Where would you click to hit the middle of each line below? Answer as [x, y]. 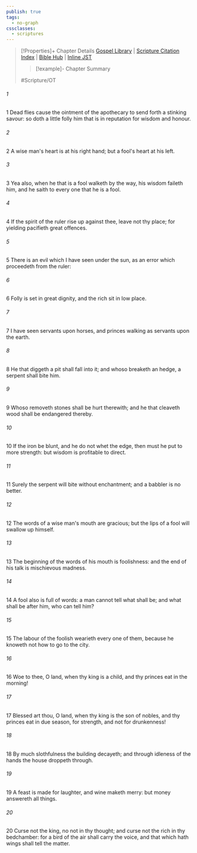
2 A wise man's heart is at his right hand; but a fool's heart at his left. [90, 151]
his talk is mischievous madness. [46, 568]
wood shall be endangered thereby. [50, 414]
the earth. [18, 337]
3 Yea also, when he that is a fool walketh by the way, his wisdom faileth [95, 183]
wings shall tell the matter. [38, 843]
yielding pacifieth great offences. [47, 228]
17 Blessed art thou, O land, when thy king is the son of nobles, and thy [93, 715]
